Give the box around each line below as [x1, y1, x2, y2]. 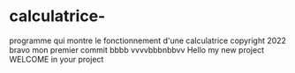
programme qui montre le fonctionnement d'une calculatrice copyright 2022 [9, 35, 287, 46]
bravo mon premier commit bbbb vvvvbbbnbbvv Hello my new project [9, 44, 265, 55]
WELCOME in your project [9, 54, 104, 64]
